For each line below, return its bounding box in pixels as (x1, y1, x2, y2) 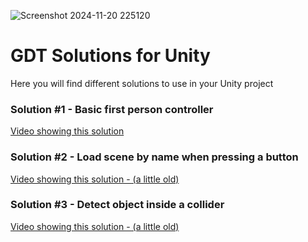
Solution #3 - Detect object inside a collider (10, 198, 225, 212)
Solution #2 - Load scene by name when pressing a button (10, 150, 299, 164)
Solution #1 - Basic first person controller (10, 102, 214, 116)
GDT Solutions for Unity (10, 45, 211, 67)
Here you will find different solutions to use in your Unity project (10, 77, 274, 89)
